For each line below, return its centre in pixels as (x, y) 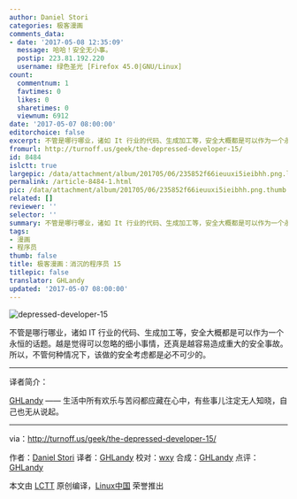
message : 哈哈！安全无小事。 (65, 50)
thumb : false (33, 256)
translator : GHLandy (47, 280)
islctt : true (33, 165)
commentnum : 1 (43, 83)
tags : (19, 231)
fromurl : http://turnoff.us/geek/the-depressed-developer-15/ (126, 149)
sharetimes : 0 (43, 108)
